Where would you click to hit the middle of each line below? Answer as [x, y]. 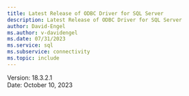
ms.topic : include [33, 58]
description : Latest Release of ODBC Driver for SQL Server [95, 20]
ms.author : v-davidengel [42, 33]
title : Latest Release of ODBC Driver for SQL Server [86, 13]
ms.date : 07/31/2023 [37, 39]
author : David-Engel [37, 26]
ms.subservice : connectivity [49, 52]
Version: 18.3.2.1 [30, 77]
